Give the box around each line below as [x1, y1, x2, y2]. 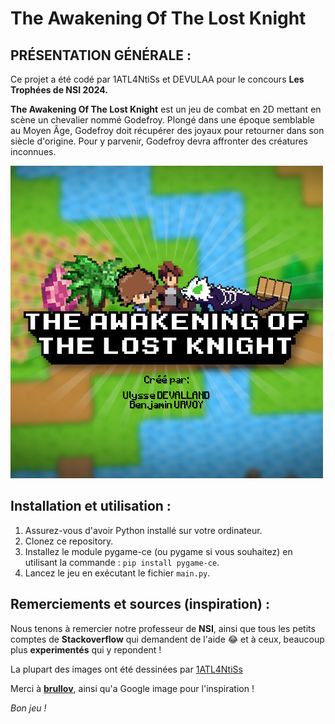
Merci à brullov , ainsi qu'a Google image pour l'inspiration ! [10, 682, 255, 694]
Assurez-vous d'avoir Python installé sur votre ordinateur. [24, 524, 263, 536]
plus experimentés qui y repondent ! [10, 643, 162, 656]
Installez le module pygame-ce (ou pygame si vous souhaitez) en [24, 545, 293, 557]
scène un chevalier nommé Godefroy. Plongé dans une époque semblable [10, 114, 316, 126]
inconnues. [10, 146, 57, 157]
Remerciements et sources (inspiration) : [10, 596, 270, 613]
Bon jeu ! [10, 702, 47, 714]
